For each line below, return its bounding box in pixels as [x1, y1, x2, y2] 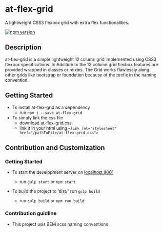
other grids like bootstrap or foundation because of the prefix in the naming [5, 72, 157, 78]
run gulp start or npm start [19, 179, 76, 185]
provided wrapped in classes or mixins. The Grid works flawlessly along [5, 67, 150, 72]
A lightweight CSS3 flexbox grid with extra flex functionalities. [5, 20, 129, 25]
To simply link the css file [12, 115, 63, 120]
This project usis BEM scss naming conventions [12, 221, 108, 227]
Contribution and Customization [5, 143, 105, 152]
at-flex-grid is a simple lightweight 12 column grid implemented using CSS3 [5, 56, 157, 62]
